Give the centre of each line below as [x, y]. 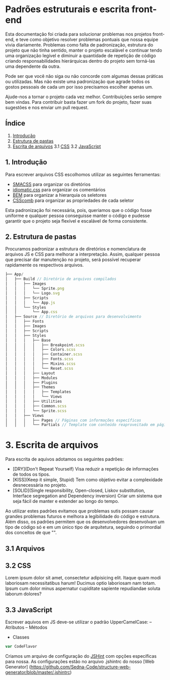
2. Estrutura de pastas [41, 237]
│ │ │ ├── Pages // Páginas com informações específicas [73, 420]
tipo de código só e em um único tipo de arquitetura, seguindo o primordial [83, 527]
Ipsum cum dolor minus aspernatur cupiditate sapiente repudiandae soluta [83, 588]
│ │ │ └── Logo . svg [32, 293]
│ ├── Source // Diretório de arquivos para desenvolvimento [73, 317]
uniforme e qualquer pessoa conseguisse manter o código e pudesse [78, 216]
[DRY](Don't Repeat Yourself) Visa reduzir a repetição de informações [86, 469]
